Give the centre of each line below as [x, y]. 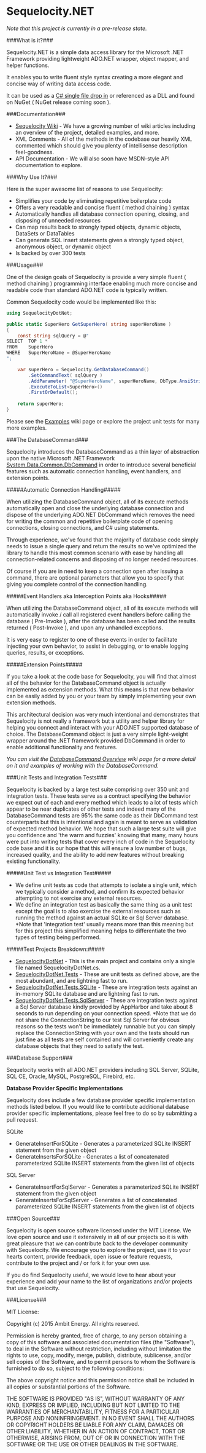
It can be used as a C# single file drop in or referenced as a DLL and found [101, 95]
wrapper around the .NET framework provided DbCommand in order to [96, 740]
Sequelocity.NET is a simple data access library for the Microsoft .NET [95, 52]
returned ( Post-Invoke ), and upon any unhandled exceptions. [85, 628]
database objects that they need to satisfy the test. [79, 1045]
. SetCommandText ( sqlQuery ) [66, 375]
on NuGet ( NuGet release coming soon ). [59, 102]
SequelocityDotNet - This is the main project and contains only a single [105, 961]
